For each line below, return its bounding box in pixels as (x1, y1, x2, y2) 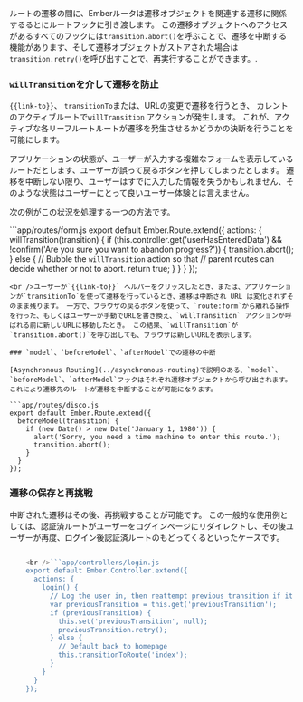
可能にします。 (9, 134, 65, 145)
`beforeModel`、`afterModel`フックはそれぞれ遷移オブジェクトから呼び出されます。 (9, 375, 292, 385)
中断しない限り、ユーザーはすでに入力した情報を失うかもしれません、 (24, 176, 287, 188)
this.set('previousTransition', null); (57, 617, 208, 626)
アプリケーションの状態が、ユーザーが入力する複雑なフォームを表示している (9, 153, 294, 165)
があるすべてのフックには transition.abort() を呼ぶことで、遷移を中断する (9, 31, 288, 41)
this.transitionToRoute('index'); (57, 650, 188, 659)
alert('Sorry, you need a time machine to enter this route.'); (33, 433, 281, 442)
